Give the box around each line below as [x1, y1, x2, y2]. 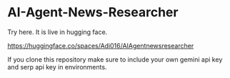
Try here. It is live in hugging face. [7, 28, 108, 36]
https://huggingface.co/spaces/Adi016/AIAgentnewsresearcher [7, 41, 194, 50]
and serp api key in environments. [7, 62, 107, 71]
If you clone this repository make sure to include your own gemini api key [7, 55, 223, 64]
